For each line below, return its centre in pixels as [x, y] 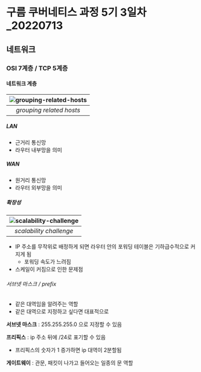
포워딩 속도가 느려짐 [47, 261]
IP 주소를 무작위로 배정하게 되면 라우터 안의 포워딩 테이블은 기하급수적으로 [102, 246]
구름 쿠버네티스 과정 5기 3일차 [76, 12]
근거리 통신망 [30, 142]
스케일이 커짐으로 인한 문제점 [49, 269]
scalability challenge [44, 231]
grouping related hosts [48, 110]
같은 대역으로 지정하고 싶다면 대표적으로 [62, 311]
